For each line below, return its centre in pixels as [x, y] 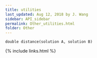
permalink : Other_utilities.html [40, 24]
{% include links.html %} [30, 51]
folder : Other [20, 28]
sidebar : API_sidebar [28, 19]
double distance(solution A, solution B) [49, 42]
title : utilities [23, 10]
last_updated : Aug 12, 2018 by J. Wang [47, 14]
